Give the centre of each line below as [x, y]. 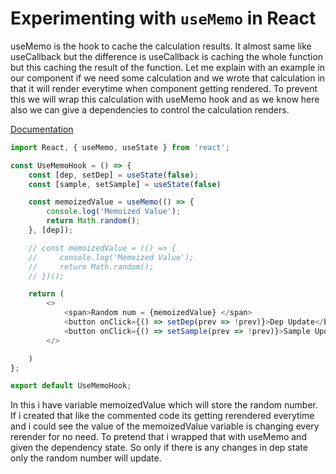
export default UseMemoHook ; [71, 386]
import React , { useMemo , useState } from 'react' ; [120, 147]
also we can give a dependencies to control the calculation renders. [150, 109]
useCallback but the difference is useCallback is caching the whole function [167, 56]
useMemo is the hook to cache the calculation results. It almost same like [161, 46]
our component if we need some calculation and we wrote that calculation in [168, 78]
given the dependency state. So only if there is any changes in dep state [159, 448]
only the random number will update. [86, 458]
